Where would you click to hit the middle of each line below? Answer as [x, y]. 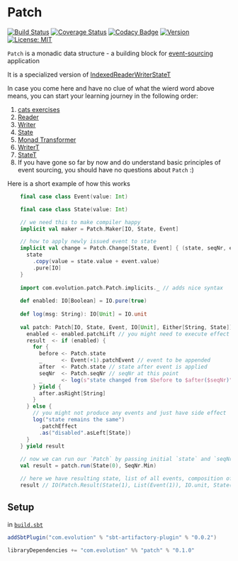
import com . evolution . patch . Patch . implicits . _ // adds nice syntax [121, 288]
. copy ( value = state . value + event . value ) [96, 262]
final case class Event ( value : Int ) [74, 196]
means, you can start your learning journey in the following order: [103, 96]
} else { [39, 406]
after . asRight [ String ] [72, 393]
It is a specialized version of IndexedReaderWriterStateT [89, 74]
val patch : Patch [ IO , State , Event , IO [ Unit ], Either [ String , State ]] [126, 327]
